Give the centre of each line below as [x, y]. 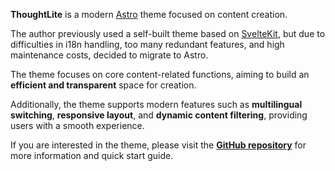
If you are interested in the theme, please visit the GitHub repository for [158, 145]
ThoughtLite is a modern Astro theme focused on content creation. [149, 14]
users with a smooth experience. [77, 125]
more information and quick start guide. [92, 155]
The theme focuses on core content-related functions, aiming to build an [160, 74]
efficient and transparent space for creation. [103, 85]
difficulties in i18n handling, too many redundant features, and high [147, 44]
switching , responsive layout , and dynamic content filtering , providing [159, 115]
